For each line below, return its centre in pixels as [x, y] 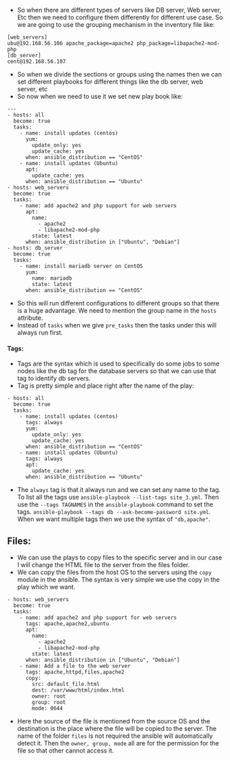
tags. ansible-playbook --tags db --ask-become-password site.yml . [114, 512]
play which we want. [46, 587]
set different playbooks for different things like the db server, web [110, 82]
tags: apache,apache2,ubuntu [67, 624]
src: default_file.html [66, 684]
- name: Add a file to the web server [75, 666]
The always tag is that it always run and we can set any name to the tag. [119, 490]
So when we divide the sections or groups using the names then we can [119, 74]
